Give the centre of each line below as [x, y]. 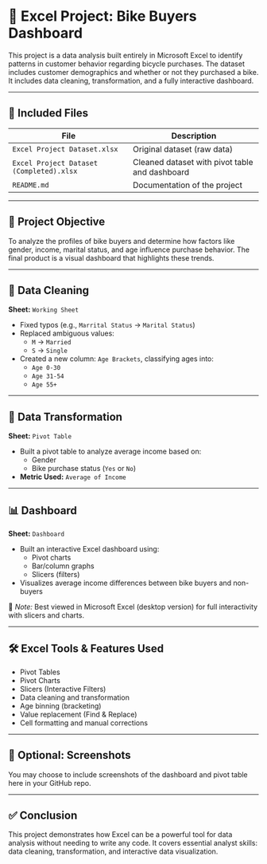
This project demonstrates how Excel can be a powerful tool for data [120, 835]
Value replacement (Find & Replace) [78, 714]
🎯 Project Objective [57, 222]
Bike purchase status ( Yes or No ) [84, 469]
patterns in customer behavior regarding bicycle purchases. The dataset [126, 64]
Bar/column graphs [63, 566]
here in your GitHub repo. [50, 783]
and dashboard [161, 172]
